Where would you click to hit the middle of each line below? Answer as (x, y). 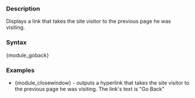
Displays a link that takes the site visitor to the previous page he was (88, 21)
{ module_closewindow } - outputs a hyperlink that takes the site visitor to (102, 82)
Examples (20, 70)
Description (23, 9)
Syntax (16, 42)
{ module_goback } (28, 55)
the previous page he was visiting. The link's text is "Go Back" (90, 89)
